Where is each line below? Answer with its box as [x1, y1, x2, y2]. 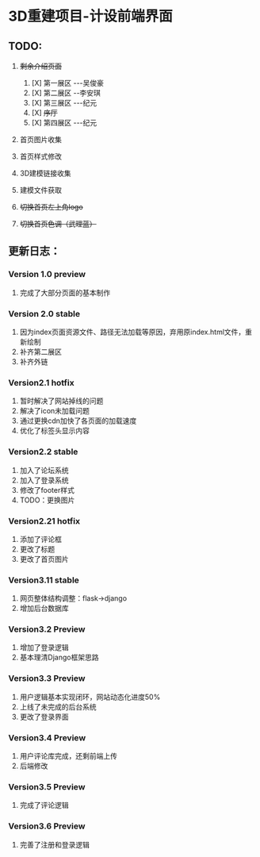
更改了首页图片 [19, 554, 69, 563]
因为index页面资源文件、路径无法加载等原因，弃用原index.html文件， [19, 327, 246, 336]
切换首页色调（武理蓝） [19, 219, 97, 229]
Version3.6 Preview [8, 820, 86, 832]
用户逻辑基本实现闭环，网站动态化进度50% [19, 692, 161, 701]
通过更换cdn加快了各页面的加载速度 [19, 416, 137, 425]
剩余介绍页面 [19, 61, 62, 71]
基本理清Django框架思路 [19, 652, 99, 663]
